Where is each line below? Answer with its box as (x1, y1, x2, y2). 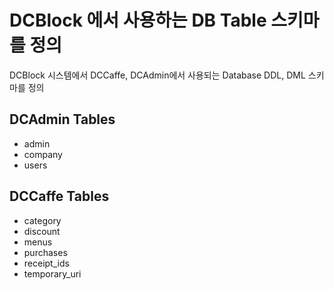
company (23, 148, 63, 160)
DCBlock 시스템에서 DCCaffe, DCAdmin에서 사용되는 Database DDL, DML (9, 69, 306, 81)
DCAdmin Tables (9, 111, 116, 128)
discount (23, 225, 61, 237)
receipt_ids (23, 257, 70, 269)
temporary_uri (23, 267, 82, 280)
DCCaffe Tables (9, 188, 110, 205)
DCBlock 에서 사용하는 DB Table (9, 9, 267, 32)
